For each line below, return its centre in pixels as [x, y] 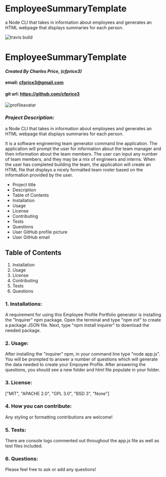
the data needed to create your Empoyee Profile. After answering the [76, 365]
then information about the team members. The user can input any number [81, 154]
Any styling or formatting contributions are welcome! [59, 417]
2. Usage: [17, 343]
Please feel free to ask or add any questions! [51, 470]
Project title [24, 184]
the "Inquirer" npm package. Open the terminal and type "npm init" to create [83, 319]
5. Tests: [16, 430]
